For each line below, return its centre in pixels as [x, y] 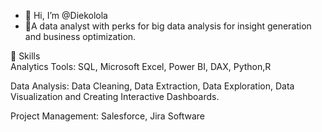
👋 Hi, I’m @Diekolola [66, 15]
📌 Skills [25, 56]
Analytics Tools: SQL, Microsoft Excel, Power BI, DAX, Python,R [141, 66]
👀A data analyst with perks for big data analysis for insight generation [168, 26]
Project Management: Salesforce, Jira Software [108, 116]
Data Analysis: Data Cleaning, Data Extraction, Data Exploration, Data [152, 86]
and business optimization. [80, 36]
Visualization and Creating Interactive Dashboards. [115, 96]
